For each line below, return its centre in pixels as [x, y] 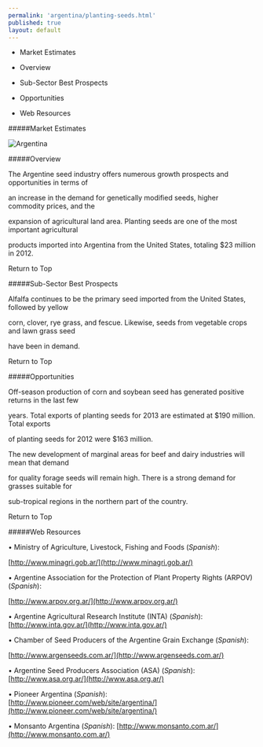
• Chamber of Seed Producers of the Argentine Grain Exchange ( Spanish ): [128, 640]
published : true [35, 23]
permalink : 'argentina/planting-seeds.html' [82, 15]
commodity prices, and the [52, 206]
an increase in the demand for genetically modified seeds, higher [113, 198]
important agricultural [43, 230]
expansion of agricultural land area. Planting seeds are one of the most [123, 222]
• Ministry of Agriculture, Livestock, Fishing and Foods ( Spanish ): [114, 547]
